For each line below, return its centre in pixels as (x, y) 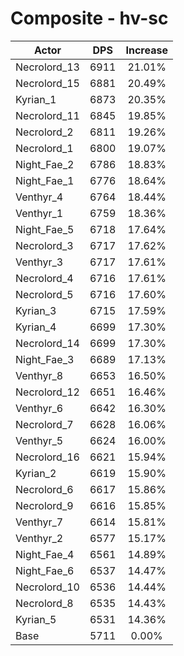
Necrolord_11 (47, 115)
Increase (146, 50)
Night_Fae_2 (45, 164)
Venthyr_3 (39, 262)
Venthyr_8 (39, 375)
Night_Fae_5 (45, 229)
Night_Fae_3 (45, 359)
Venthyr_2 (39, 538)
